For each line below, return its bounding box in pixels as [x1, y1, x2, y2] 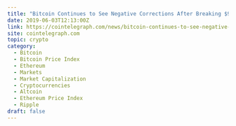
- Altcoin [13, 88, 42, 95]
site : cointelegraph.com [7, 29, 80, 37]
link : [7, 23, 23, 30]
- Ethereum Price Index [13, 95, 83, 102]
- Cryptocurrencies [13, 82, 71, 89]
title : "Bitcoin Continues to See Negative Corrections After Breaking [7, 10, 221, 17]
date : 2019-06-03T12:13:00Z [7, 17, 90, 24]
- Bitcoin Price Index [13, 56, 80, 63]
